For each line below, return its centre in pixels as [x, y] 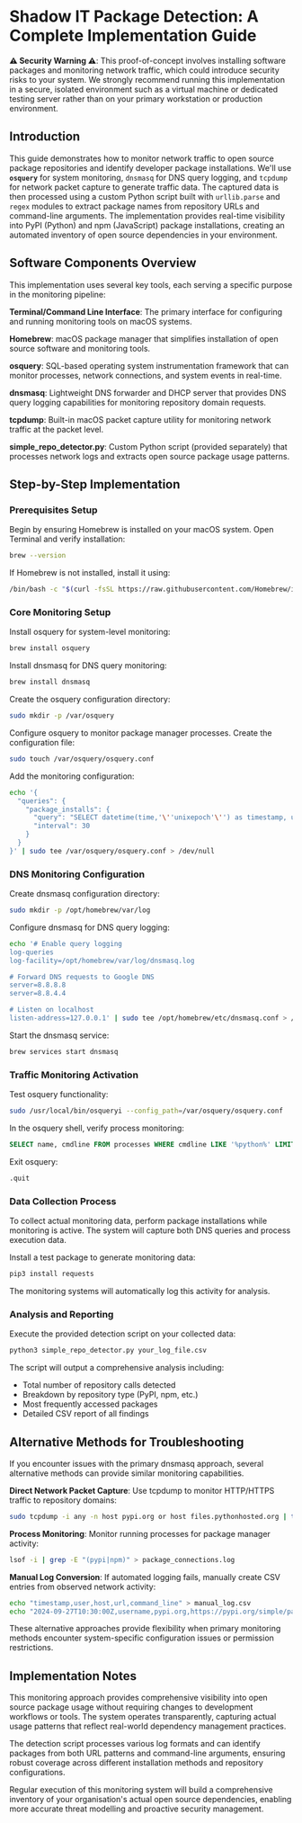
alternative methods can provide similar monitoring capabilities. [127, 1473]
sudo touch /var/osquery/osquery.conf [82, 759]
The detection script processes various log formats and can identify [135, 1744]
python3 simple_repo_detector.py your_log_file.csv [108, 1351]
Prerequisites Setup [53, 510]
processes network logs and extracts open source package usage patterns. [150, 456]
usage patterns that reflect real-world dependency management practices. [148, 1726]
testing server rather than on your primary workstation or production [136, 98]
